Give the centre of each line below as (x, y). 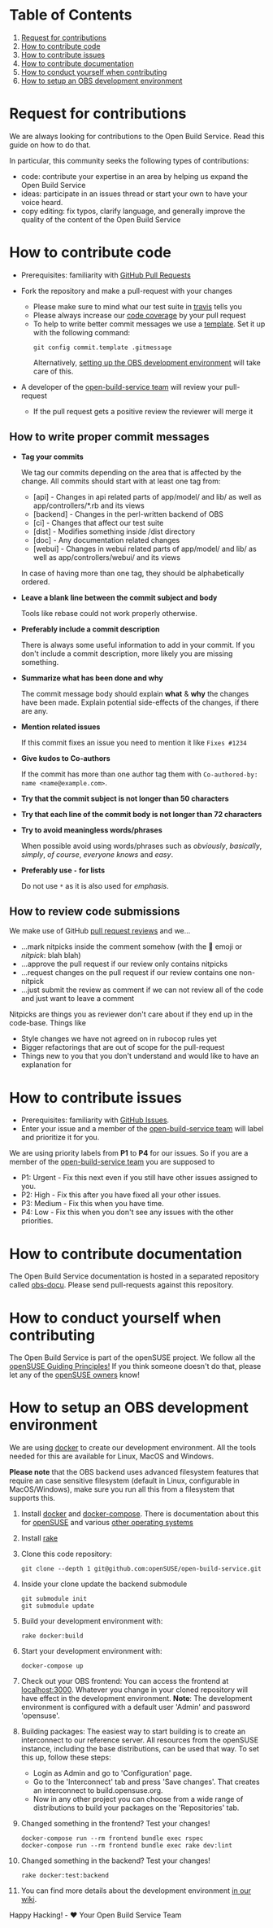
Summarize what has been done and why (92, 678)
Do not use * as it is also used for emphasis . (95, 885)
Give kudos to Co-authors (65, 758)
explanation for (46, 1065)
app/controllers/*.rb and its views (89, 505)
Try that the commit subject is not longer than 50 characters (125, 798)
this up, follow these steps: (66, 1757)
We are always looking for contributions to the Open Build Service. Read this (137, 136)
